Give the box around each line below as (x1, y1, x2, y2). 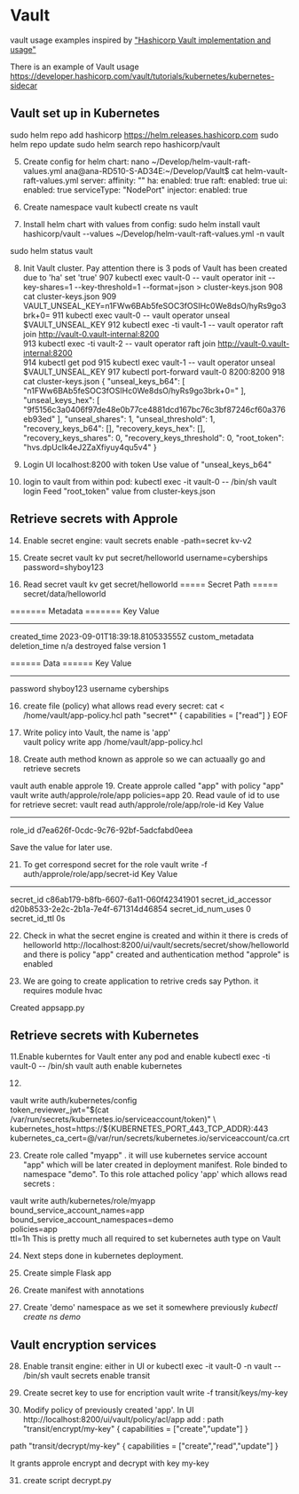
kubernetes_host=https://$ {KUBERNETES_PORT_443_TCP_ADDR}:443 (10, 1124, 269, 1134)
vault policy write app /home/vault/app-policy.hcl (22, 736, 203, 747)
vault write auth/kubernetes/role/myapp (10, 1196, 156, 1206)
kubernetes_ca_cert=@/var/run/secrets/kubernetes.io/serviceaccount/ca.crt (10, 1133, 290, 1143)
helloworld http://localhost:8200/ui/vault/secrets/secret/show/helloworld (22, 939, 289, 950)
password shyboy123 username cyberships (10, 683, 169, 693)
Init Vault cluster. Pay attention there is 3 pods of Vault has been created (22, 263, 287, 273)
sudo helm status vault (10, 245, 93, 256)
